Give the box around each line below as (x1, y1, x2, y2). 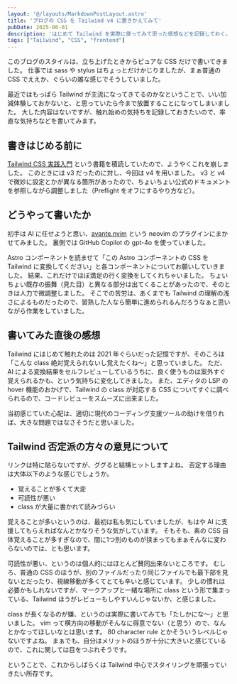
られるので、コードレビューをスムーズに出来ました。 (7, 393, 162, 402)
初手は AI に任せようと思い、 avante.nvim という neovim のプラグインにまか (7, 229, 228, 238)
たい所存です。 (13, 669, 57, 678)
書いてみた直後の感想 (7, 330, 101, 342)
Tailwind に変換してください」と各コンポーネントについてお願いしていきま (7, 262, 226, 271)
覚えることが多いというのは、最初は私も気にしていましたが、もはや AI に (7, 518, 222, 526)
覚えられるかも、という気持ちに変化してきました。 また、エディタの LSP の (7, 376, 228, 384)
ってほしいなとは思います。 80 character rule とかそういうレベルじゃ (26, 628, 228, 636)
